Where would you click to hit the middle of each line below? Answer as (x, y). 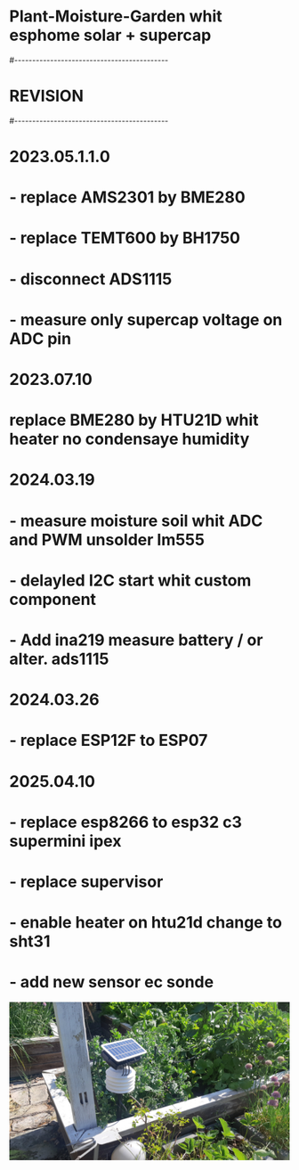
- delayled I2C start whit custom (130, 580)
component (53, 599)
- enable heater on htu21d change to (146, 923)
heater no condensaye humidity (129, 439)
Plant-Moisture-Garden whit (116, 16)
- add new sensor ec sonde (112, 982)
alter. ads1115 (59, 659)
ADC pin (40, 338)
